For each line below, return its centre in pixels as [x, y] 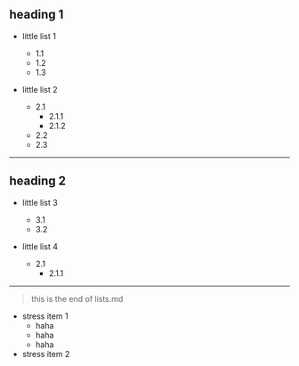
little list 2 [40, 89]
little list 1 [39, 36]
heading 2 [38, 181]
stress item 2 [46, 354]
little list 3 [40, 202]
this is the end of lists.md [77, 298]
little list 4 [40, 246]
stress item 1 [45, 316]
